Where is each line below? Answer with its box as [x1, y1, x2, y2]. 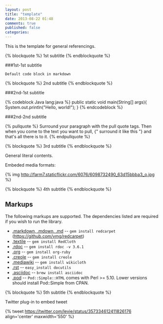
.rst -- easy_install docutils [12, 264, 72, 270]
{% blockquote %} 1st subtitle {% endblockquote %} [5, 53, 111, 59]
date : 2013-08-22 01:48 [5, 16, 54, 21]
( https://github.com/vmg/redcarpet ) [12, 233, 84, 239]
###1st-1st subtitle [5, 62, 42, 68]
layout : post [5, 7, 32, 12]
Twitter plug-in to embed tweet [5, 299, 67, 304]
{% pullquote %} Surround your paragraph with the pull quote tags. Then [5, 123, 152, 129]
